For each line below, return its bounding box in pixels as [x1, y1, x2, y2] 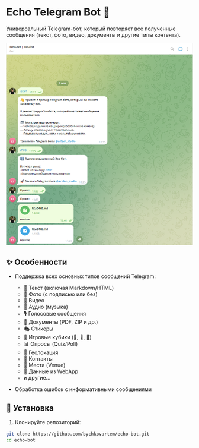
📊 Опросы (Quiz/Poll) [23, 340, 78, 348]
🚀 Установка [6, 403, 54, 413]
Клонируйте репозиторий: [14, 419, 81, 426]
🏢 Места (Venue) [23, 362, 66, 369]
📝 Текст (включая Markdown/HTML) [23, 285, 114, 292]
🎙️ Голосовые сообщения [23, 310, 86, 317]
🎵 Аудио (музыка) [23, 303, 68, 311]
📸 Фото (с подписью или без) [23, 291, 98, 298]
